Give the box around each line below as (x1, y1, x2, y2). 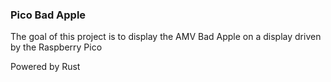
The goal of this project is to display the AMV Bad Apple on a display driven (10, 31, 322, 43)
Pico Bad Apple (10, 8, 87, 22)
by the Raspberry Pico (10, 41, 103, 53)
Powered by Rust (10, 61, 81, 73)
